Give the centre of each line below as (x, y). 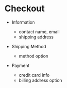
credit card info (34, 75)
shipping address (36, 37)
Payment (20, 65)
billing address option (41, 80)
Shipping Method (29, 46)
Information (23, 22)
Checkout (25, 9)
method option (33, 56)
